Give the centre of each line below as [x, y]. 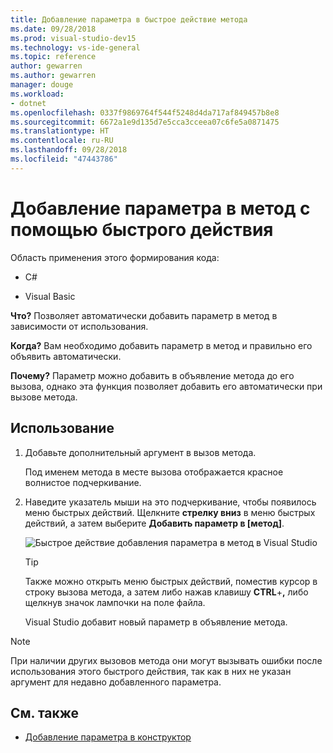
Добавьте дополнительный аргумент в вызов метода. [140, 452]
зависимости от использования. [79, 326]
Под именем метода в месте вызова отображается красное [154, 472]
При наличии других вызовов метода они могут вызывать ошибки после [166, 660]
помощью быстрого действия [142, 229]
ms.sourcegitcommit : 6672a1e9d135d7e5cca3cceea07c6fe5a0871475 [145, 122]
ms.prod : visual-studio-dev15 [73, 38]
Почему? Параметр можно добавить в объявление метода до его [152, 375]
